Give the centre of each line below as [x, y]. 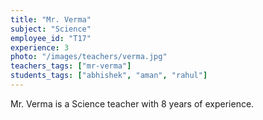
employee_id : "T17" [51, 38]
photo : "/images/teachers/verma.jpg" [89, 57]
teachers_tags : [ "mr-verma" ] [71, 66]
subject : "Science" [51, 29]
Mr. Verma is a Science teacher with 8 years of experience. [132, 103]
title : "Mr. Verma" [51, 19]
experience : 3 [40, 47]
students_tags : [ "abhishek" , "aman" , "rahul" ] [109, 76]
